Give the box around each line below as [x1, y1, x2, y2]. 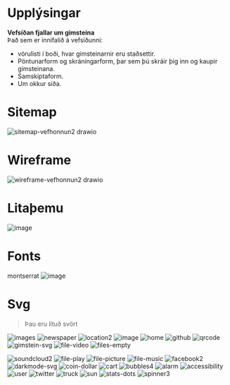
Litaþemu [7, 200, 64, 216]
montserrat [7, 271, 40, 280]
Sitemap [7, 104, 58, 121]
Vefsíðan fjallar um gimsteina [7, 28, 95, 37]
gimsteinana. [17, 64, 55, 73]
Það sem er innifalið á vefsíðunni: [7, 35, 103, 44]
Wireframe [7, 152, 72, 169]
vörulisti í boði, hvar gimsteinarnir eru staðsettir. [17, 49, 156, 58]
